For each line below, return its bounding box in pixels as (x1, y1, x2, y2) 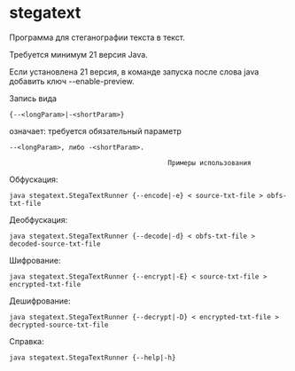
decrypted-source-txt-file (9, 320, 109, 329)
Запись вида (9, 92, 58, 104)
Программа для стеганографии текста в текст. (9, 32, 186, 43)
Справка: (9, 335, 44, 346)
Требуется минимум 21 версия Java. (9, 49, 148, 59)
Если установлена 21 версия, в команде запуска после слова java (9, 66, 260, 77)
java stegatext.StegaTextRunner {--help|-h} (9, 353, 176, 362)
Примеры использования (167, 158, 252, 167)
